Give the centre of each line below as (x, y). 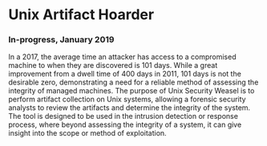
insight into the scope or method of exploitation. (87, 133)
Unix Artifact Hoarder (81, 15)
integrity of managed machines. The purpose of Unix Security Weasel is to (131, 91)
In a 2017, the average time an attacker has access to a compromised (122, 57)
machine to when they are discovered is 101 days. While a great (113, 65)
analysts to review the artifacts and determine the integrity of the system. (129, 108)
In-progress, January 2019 (61, 40)
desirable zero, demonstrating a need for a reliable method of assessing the (133, 82)
